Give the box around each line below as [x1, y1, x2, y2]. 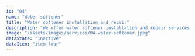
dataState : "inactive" [6, 36, 61, 41]
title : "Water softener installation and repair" [6, 19, 130, 25]
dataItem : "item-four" [6, 41, 61, 47]
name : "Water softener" [6, 14, 64, 20]
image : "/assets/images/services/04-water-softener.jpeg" [6, 30, 150, 36]
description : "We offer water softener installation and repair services [6, 24, 190, 31]
